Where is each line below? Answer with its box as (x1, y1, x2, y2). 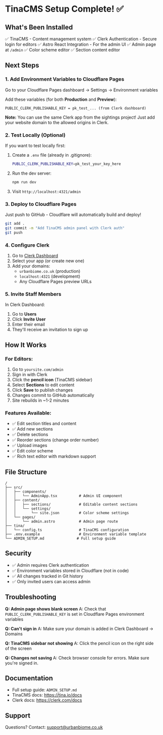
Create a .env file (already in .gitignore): (12, 152, 92, 158)
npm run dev (12, 179, 36, 184)
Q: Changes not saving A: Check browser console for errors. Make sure (5, 655, 149, 661)
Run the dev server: (12, 170, 52, 176)
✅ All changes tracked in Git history (12, 573, 83, 579)
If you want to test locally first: (5, 143, 65, 148)
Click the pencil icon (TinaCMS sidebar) (12, 376, 93, 382)
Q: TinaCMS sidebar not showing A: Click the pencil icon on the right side (5, 640, 154, 646)
